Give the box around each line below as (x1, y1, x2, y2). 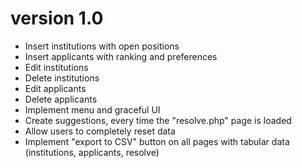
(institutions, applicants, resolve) (24, 146, 160, 158)
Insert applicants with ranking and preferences (24, 50, 218, 62)
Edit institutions (24, 61, 89, 73)
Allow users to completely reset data (24, 125, 176, 137)
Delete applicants (24, 93, 98, 105)
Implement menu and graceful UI (24, 103, 161, 116)
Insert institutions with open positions (24, 40, 180, 52)
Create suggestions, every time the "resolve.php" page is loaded (24, 114, 292, 126)
